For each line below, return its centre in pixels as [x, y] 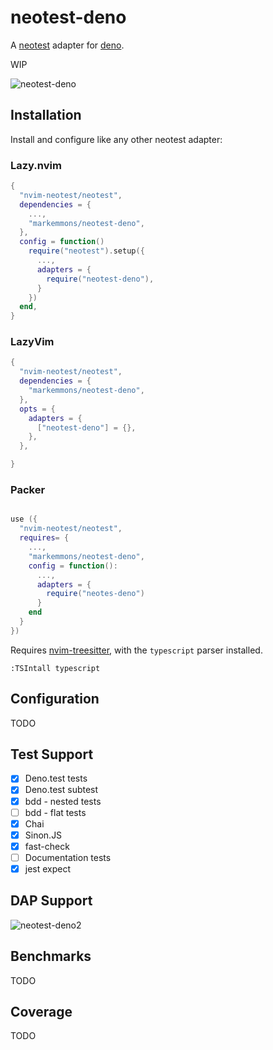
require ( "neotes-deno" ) [95, 594]
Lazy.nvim [36, 165]
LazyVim [32, 342]
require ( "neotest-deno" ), [100, 279]
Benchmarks [51, 956]
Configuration [55, 699]
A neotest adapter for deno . [67, 45]
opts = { [37, 409]
